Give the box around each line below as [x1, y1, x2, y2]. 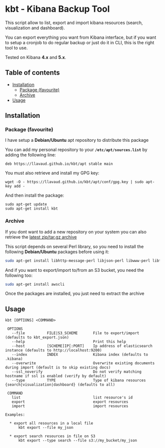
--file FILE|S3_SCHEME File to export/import [11, 331, 139, 336]
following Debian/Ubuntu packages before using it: [5, 249, 110, 255]
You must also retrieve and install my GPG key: [5, 170, 100, 176]
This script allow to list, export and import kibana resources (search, [5, 20, 143, 26]
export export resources [11, 399, 129, 404]
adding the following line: [5, 152, 56, 158]
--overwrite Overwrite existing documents [11, 361, 155, 366]
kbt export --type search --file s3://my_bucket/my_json [18, 438, 137, 443]
